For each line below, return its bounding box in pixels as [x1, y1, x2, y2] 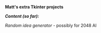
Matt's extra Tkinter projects [5, 4, 63, 10]
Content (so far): [5, 13, 39, 19]
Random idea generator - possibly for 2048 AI [5, 22, 97, 28]
